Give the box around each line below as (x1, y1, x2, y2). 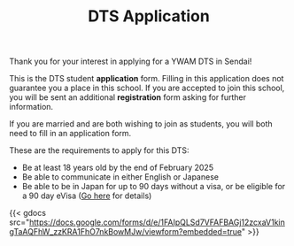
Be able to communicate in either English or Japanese (21, 172, 220, 182)
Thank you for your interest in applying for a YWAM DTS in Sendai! (9, 56, 252, 67)
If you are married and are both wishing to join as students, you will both (9, 119, 273, 129)
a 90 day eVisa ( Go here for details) (21, 190, 152, 201)
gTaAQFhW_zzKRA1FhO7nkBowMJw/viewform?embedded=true (9, 227, 242, 237)
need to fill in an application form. (9, 128, 132, 139)
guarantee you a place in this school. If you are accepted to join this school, (9, 82, 285, 94)
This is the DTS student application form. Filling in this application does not (9, 73, 284, 84)
